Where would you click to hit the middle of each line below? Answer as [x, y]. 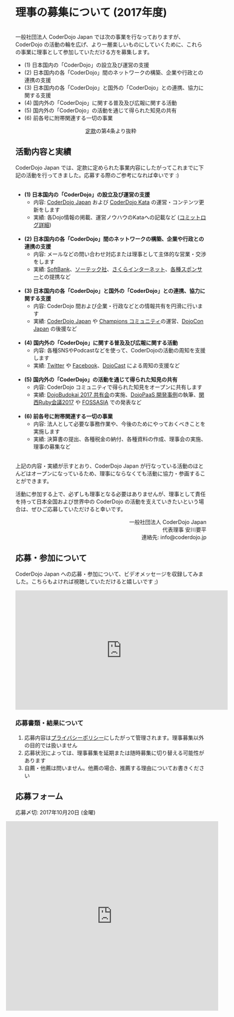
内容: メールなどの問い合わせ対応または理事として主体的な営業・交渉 [120, 254]
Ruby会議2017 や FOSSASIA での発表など [90, 402]
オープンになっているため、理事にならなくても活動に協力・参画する [115, 473]
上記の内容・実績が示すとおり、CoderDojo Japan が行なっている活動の [104, 466]
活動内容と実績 [43, 152]
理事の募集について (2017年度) [91, 12]
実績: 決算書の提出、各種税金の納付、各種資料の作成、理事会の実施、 [120, 439]
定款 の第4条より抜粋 [111, 130]
